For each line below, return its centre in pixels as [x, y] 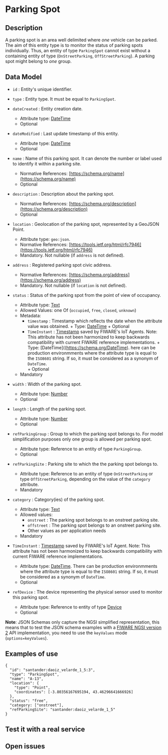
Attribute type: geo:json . [45, 239]
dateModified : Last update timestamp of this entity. [65, 133]
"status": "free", [29, 701]
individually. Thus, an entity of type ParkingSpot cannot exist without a [78, 51]
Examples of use [32, 654]
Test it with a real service [45, 730]
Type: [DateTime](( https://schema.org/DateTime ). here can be [92, 348]
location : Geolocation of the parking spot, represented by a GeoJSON [86, 224]
